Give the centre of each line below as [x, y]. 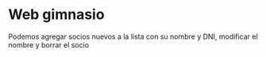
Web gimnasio [56, 15]
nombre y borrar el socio [49, 44]
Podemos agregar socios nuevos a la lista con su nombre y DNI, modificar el [133, 36]
